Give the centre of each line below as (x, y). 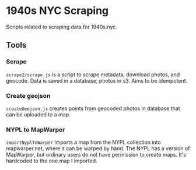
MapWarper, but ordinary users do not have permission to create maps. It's (96, 155)
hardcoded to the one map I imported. (52, 161)
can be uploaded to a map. (38, 114)
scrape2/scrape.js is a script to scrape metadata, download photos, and (93, 75)
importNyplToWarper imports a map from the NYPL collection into (84, 142)
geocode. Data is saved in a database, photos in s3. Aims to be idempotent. (97, 80)
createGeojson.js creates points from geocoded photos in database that (93, 108)
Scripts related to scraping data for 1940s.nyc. (62, 27)
